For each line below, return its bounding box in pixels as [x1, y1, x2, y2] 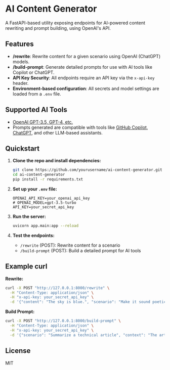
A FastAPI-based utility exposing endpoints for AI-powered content [5, 20, 146, 26]
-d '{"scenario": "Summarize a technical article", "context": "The [10, 332, 157, 338]
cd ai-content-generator [12, 172, 65, 177]
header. [12, 80, 29, 86]
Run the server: [12, 213, 47, 219]
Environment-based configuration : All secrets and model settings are [12, 85, 159, 91]
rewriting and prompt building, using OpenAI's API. [5, 25, 111, 31]
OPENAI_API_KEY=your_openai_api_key [12, 196, 90, 201]
